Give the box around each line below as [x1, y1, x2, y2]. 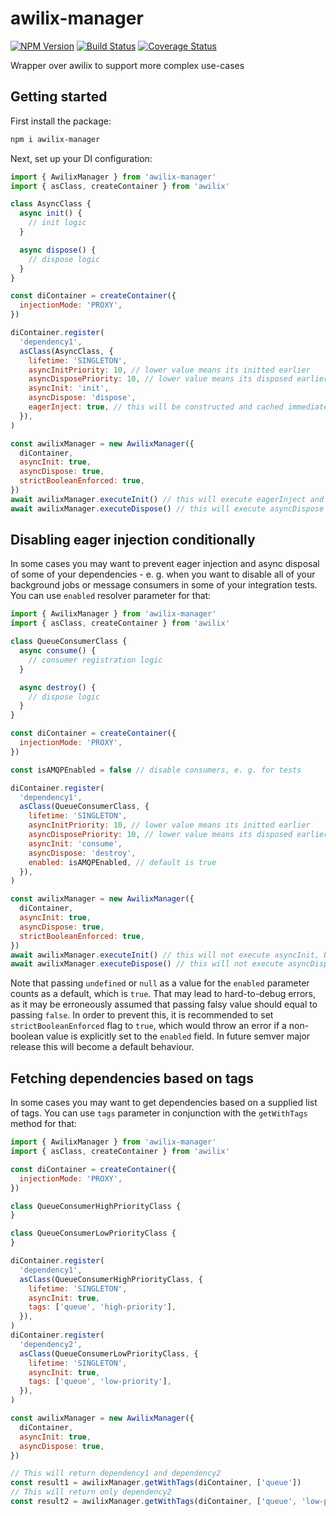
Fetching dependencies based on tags [10, 1070, 254, 1087]
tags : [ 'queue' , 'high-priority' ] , [28, 1302, 177, 1312]
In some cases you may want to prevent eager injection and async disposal [10, 558, 320, 570]
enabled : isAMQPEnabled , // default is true [28, 857, 217, 867]
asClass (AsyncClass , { [19, 346, 114, 356]
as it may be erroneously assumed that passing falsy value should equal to [10, 998, 318, 1011]
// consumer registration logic [28, 655, 163, 665]
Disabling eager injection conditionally [10, 532, 256, 549]
